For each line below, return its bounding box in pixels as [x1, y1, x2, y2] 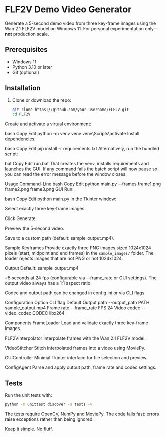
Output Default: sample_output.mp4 [5, 265, 79, 271]
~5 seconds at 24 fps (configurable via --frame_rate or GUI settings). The [5, 275, 157, 281]
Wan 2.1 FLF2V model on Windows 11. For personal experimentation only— [5, 25, 158, 31]
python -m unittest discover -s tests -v [5, 402, 93, 407]
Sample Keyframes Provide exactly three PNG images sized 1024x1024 [5, 245, 151, 251]
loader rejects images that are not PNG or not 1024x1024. [5, 255, 123, 262]
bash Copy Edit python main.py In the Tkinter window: [5, 196, 117, 202]
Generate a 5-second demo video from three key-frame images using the [5, 20, 156, 26]
